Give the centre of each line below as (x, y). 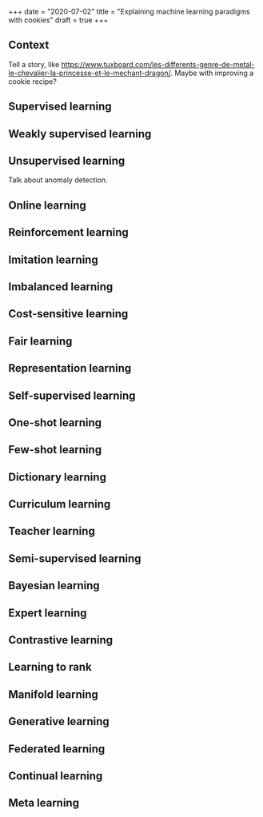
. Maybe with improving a (212, 73)
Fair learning (40, 341)
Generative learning (59, 721)
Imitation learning (53, 259)
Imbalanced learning (61, 287)
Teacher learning (52, 531)
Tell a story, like (34, 64)
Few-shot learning (55, 450)
